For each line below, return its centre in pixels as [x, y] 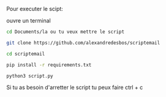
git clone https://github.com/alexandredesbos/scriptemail [83, 43]
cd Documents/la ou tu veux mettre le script [65, 32]
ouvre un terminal [28, 20]
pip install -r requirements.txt [49, 65]
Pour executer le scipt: [35, 9]
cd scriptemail [26, 54]
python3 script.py [30, 76]
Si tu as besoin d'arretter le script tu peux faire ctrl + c [75, 87]
